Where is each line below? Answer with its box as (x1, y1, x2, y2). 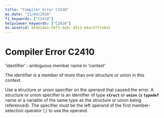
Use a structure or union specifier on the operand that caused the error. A (5, 87, 154, 93)
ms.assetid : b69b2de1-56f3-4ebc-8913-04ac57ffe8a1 (5, 25, 111, 30)
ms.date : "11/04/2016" (5, 12, 51, 17)
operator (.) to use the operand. (24, 108, 88, 114)
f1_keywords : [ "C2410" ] (5, 16, 54, 21)
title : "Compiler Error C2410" (5, 7, 69, 12)
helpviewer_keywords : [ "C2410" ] (5, 21, 71, 26)
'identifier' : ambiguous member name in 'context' (5, 63, 106, 69)
